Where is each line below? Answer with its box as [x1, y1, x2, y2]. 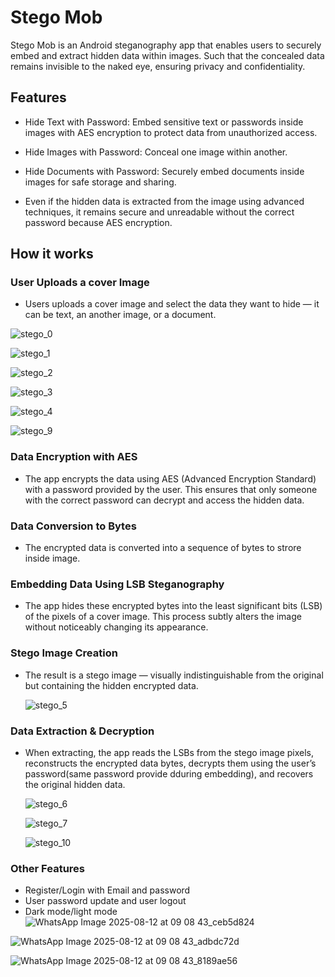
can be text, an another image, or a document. [24, 309, 217, 321]
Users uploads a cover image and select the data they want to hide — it [24, 298, 320, 310]
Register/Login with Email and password [24, 884, 191, 896]
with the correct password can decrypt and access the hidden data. [24, 494, 305, 506]
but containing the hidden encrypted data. [24, 679, 199, 691]
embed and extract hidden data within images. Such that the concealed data [10, 49, 325, 61]
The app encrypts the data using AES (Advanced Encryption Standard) [24, 472, 317, 485]
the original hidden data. [24, 778, 126, 790]
